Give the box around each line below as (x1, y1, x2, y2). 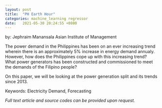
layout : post (5, 7, 32, 12)
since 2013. (5, 79, 28, 85)
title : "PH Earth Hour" (5, 12, 55, 17)
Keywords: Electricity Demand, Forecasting (5, 88, 91, 94)
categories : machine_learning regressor (5, 16, 89, 21)
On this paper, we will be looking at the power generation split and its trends (5, 73, 158, 79)
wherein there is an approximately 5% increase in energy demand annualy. (5, 49, 155, 54)
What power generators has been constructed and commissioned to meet (5, 59, 153, 65)
